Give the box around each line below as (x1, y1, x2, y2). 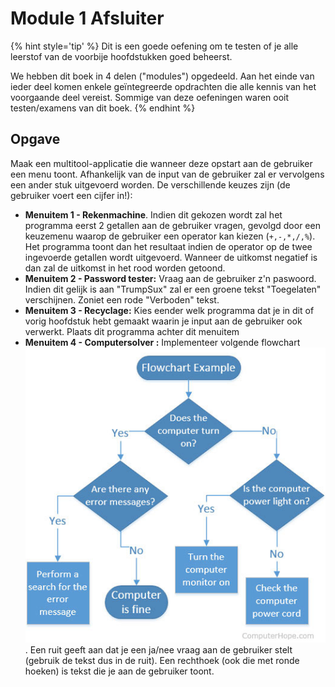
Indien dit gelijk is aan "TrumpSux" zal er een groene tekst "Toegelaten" (24, 283, 322, 295)
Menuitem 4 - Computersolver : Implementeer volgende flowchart (24, 336, 301, 348)
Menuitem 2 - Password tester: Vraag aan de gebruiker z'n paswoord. (24, 272, 317, 284)
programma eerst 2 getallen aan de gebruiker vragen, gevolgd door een (24, 219, 321, 231)
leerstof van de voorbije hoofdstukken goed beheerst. (10, 50, 233, 62)
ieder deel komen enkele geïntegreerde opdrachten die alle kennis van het (10, 80, 317, 92)
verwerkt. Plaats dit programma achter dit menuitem (24, 325, 240, 337)
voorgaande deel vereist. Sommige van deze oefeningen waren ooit (10, 91, 290, 103)
